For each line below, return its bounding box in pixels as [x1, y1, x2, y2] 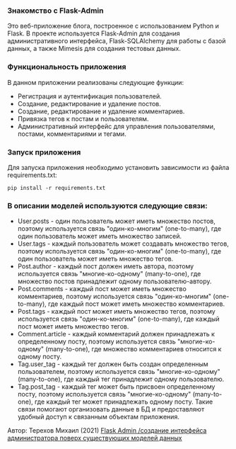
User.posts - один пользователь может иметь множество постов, [17, 217, 216, 225]
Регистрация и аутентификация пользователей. [17, 91, 162, 101]
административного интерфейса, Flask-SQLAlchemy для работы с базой [7, 37, 226, 45]
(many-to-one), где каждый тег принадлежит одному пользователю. [17, 375, 225, 384]
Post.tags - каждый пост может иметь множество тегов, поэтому [17, 307, 216, 316]
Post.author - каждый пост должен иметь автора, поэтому [17, 262, 194, 271]
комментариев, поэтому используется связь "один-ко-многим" [17, 292, 212, 301]
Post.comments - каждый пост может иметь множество [17, 285, 187, 293]
